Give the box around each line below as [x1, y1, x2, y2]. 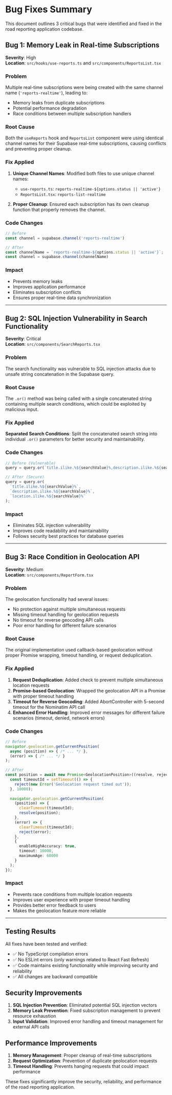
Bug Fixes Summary [5, 4, 92, 15]
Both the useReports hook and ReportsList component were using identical [5, 135, 164, 141]
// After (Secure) [5, 475, 45, 480]
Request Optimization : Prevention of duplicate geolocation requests [12, 1058, 158, 1064]
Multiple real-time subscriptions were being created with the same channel [5, 85, 164, 91]
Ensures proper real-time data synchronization [12, 294, 111, 301]
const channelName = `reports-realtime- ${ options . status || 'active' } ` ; [5, 249, 164, 255]
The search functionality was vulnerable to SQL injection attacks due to [5, 365, 156, 372]
